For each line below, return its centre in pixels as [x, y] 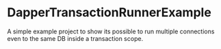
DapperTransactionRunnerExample [109, 13]
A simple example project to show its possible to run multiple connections [111, 31]
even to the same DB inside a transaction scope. [75, 38]
